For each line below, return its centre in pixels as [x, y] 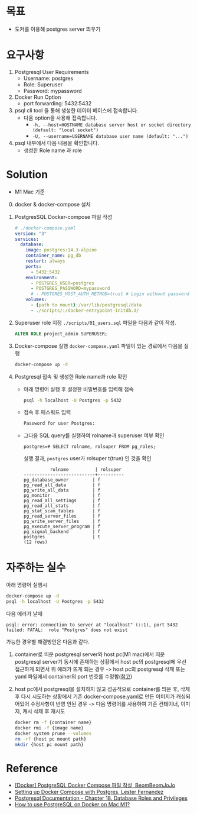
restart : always [45, 261]
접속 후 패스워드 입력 [47, 412]
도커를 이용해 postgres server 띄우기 [58, 29]
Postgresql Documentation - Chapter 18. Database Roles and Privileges [101, 798]
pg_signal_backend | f [62, 532]
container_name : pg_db [53, 256]
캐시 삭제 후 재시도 [44, 711]
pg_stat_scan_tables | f [62, 511]
